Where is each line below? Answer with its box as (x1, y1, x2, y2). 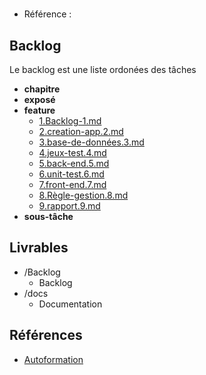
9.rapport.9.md (38, 200, 101, 212)
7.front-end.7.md (38, 179, 107, 190)
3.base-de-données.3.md (38, 136, 145, 148)
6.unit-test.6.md (38, 168, 105, 180)
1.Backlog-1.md (38, 115, 102, 127)
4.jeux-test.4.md (38, 147, 107, 158)
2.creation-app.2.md (38, 126, 124, 137)
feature (23, 104, 56, 116)
